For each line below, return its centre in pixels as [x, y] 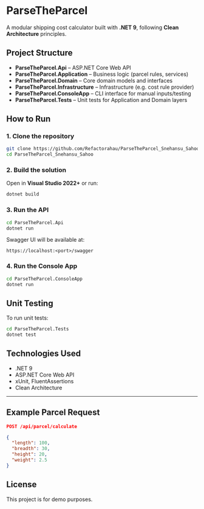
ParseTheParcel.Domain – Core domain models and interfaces [94, 80]
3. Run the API [28, 210]
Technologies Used [43, 354]
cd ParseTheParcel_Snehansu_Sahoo [50, 155]
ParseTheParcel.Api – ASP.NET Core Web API [73, 67]
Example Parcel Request [53, 413]
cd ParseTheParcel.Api [35, 222]
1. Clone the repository [40, 136]
